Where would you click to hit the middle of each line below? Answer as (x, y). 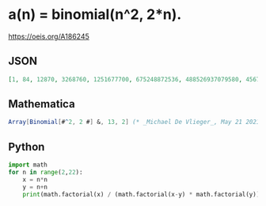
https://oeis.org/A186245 (49, 36)
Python (27, 146)
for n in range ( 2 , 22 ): (46, 172)
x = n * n (35, 179)
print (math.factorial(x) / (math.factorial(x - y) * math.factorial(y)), (143, 194)
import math (28, 165)
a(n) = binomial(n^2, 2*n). (95, 15)
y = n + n (35, 187)
